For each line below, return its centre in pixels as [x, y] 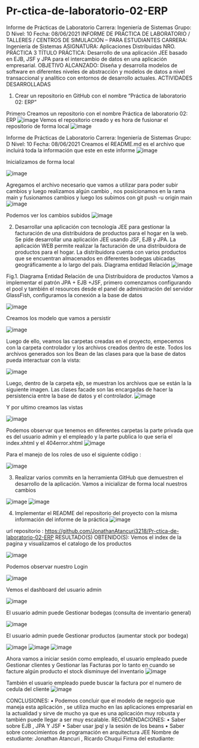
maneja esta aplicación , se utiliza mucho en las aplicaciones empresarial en [99, 707]
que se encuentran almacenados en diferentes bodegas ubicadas [95, 258]
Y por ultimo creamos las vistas [45, 407]
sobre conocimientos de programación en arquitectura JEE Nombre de [93, 732]
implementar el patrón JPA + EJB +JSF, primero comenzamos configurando [99, 282]
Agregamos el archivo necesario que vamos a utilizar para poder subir [92, 185]
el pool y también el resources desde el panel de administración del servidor [100, 289]
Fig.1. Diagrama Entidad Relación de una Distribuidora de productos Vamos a [100, 276]
